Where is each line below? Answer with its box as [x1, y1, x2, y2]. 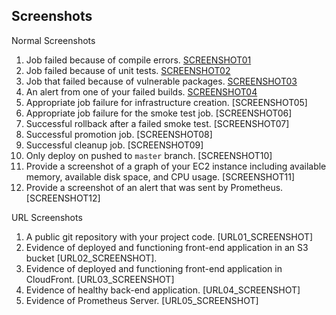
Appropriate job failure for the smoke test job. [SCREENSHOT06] [25, 107, 293, 119]
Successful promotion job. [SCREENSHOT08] [25, 128, 213, 140]
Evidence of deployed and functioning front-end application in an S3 [25, 241, 309, 253]
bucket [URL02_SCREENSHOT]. [25, 252, 158, 264]
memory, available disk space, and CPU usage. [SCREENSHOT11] [25, 170, 296, 183]
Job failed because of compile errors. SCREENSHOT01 [25, 54, 252, 66]
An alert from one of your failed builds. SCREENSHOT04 [25, 85, 258, 98]
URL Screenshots [11, 211, 83, 223]
